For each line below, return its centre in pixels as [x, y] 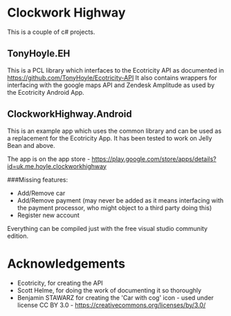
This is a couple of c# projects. [51, 32]
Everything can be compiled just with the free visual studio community [108, 228]
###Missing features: [38, 179]
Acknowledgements [66, 263]
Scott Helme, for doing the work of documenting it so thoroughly [109, 290]
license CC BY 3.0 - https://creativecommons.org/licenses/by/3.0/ [111, 305]
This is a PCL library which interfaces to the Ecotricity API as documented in [115, 70]
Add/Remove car [41, 193]
